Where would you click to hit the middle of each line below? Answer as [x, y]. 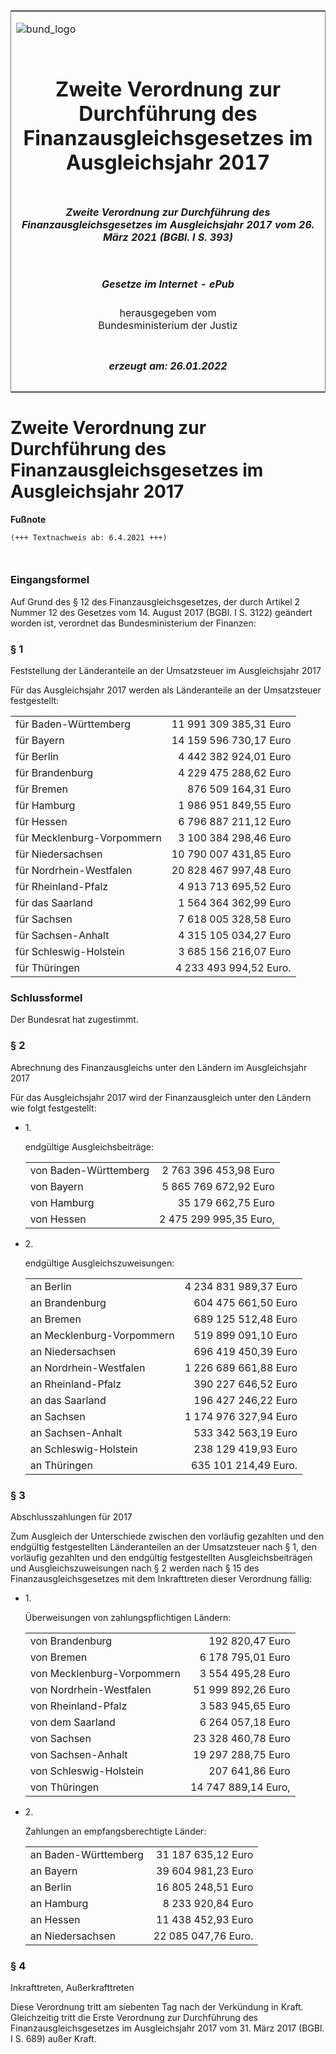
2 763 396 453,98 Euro [218, 1170]
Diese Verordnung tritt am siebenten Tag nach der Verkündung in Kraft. [157, 2007]
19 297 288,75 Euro [242, 1754]
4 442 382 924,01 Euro [235, 757]
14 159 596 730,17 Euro [231, 741]
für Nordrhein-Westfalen [74, 871]
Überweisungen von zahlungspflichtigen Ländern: [128, 1617]
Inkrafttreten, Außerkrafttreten [72, 1988]
